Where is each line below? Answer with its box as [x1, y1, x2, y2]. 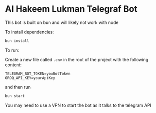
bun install [5, 38, 29, 43]
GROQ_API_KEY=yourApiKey [5, 75, 55, 80]
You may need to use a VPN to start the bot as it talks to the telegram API [5, 102, 152, 108]
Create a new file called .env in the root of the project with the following [5, 56, 149, 62]
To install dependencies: [5, 29, 54, 35]
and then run [5, 84, 31, 90]
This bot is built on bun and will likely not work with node [5, 19, 119, 25]
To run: [5, 47, 19, 53]
